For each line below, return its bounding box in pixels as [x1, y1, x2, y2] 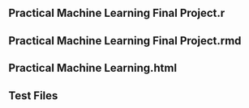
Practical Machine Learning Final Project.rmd [8, 34, 242, 48]
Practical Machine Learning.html [8, 61, 177, 75]
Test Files [8, 89, 58, 102]
